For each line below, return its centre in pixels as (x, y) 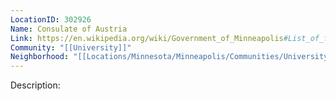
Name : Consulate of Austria (69, 29)
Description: (35, 85)
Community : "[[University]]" (71, 47)
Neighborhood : (40, 57)
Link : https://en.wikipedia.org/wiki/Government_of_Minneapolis (147, 38)
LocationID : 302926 (51, 19)
